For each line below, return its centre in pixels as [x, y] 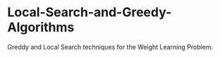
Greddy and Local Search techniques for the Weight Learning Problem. [110, 47]
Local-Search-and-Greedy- [90, 12]
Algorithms [41, 27]
